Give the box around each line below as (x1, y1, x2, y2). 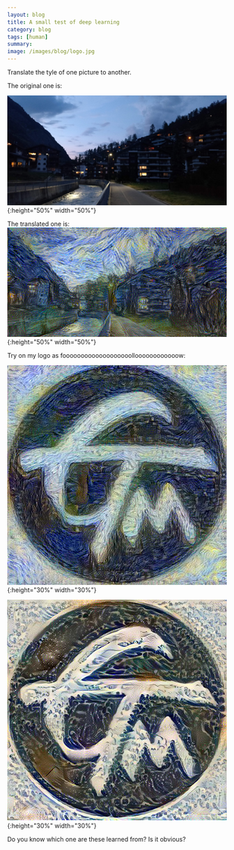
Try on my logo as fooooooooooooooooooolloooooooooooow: (7, 351, 186, 359)
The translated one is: (7, 220, 70, 228)
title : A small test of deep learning (7, 18, 120, 26)
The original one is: (7, 82, 63, 90)
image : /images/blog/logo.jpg (7, 48, 95, 55)
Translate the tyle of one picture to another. (7, 68, 132, 76)
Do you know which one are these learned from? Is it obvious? (7, 835, 186, 843)
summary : (7, 40, 33, 48)
